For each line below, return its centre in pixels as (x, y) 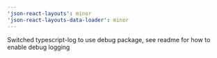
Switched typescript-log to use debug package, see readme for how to (109, 39)
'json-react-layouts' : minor (49, 13)
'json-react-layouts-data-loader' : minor (68, 20)
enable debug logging (39, 47)
